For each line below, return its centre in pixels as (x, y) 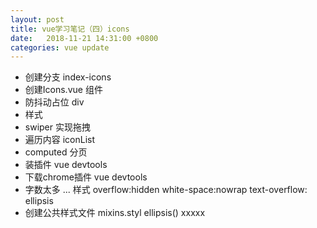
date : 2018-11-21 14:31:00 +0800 (84, 38)
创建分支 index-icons (68, 77)
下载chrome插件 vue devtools (86, 177)
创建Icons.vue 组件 (63, 90)
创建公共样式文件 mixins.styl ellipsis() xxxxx (115, 213)
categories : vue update (60, 47)
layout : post (37, 19)
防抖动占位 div (54, 102)
